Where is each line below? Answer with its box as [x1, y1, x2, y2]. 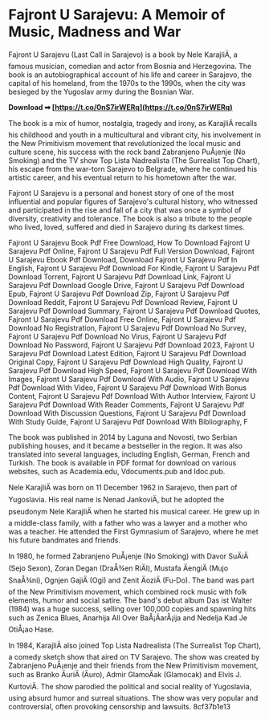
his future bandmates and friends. [8, 535, 120, 545]
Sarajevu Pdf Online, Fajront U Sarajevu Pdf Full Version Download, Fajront [8, 246, 255, 256]
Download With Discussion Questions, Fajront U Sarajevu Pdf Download [8, 408, 247, 418]
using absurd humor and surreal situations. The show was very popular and [8, 693, 259, 703]
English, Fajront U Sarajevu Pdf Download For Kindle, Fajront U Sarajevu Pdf [8, 263, 260, 273]
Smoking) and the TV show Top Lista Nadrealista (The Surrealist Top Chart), [8, 155, 260, 165]
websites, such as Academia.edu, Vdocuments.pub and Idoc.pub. [8, 466, 226, 476]
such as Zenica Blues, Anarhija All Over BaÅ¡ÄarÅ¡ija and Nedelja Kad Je [8, 612, 247, 623]
